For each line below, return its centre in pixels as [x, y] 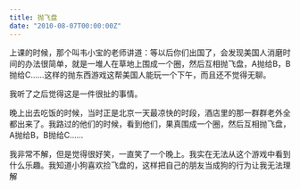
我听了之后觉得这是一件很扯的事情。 [76, 94]
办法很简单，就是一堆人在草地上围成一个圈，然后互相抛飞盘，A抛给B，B [158, 63]
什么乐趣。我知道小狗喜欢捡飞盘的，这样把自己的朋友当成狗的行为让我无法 [146, 165]
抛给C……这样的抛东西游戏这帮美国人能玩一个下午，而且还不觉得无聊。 [140, 74]
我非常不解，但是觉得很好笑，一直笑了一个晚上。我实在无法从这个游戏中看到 [150, 153]
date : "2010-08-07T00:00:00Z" [66, 26]
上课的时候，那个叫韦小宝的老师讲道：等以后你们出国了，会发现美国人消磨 [146, 52]
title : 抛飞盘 [33, 17]
